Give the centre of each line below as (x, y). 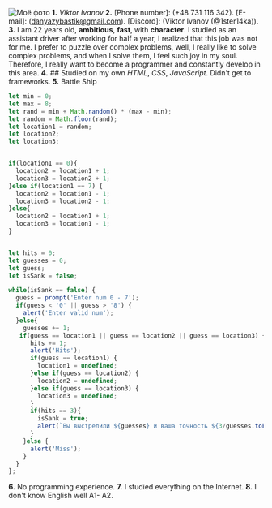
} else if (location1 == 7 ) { (56, 186)
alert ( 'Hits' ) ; (55, 351)
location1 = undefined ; (77, 366)
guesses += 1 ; (47, 328)
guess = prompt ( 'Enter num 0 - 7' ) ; (77, 298)
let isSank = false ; (43, 276)
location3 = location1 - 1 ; (63, 224)
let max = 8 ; (30, 104)
